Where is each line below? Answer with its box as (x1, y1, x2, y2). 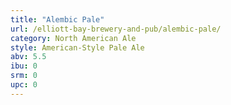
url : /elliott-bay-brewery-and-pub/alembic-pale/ (10, 24, 222, 34)
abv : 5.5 (10, 52, 47, 62)
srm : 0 (10, 71, 38, 81)
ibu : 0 (10, 61, 38, 71)
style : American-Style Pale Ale (10, 42, 145, 53)
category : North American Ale (10, 33, 137, 43)
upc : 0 (10, 80, 38, 90)
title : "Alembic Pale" (10, 14, 105, 25)
